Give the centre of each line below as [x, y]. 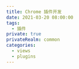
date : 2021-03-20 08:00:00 [40, 17]
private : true [24, 34]
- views [21, 51]
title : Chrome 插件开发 [34, 12]
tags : [13, 23]
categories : [21, 46]
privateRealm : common [33, 40]
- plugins [24, 56]
